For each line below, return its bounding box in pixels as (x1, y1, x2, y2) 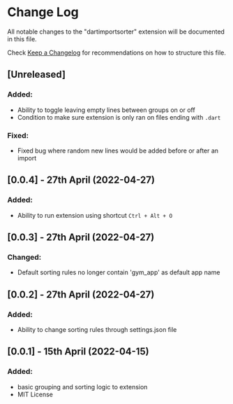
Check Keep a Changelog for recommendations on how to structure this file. (7, 48, 227, 57)
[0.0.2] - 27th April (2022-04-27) (7, 288, 155, 300)
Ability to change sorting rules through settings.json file (17, 325, 177, 333)
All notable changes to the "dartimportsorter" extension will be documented (7, 27, 225, 36)
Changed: (7, 252, 42, 262)
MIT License (17, 390, 54, 398)
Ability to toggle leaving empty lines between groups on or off (17, 106, 195, 114)
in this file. (7, 34, 37, 43)
